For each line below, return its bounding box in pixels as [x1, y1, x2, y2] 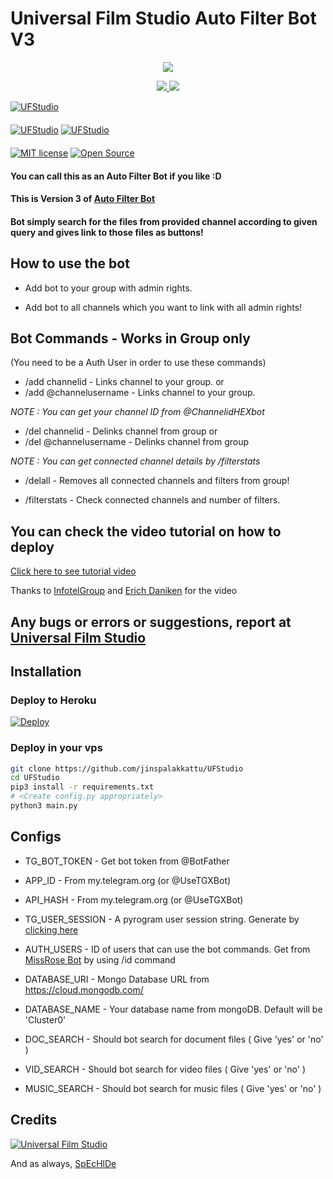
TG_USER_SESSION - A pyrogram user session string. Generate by [24, 913, 300, 925]
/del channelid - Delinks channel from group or [24, 425, 218, 437]
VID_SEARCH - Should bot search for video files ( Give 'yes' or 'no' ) [24, 1063, 306, 1075]
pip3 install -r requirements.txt [10, 782, 155, 792]
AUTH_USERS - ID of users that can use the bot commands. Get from [24, 943, 311, 955]
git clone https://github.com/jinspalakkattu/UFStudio [10, 763, 244, 774]
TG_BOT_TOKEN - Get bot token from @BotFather [24, 855, 230, 867]
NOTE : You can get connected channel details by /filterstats [10, 455, 261, 467]
